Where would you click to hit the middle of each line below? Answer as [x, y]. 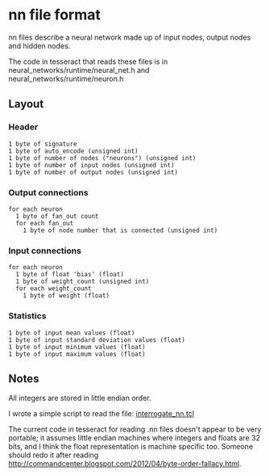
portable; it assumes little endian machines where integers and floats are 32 [134, 438]
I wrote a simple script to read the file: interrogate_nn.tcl [102, 414]
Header [23, 127]
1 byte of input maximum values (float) [77, 354]
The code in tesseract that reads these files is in [88, 61]
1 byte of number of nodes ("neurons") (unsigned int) [102, 158]
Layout [26, 104]
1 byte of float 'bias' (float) [70, 275]
